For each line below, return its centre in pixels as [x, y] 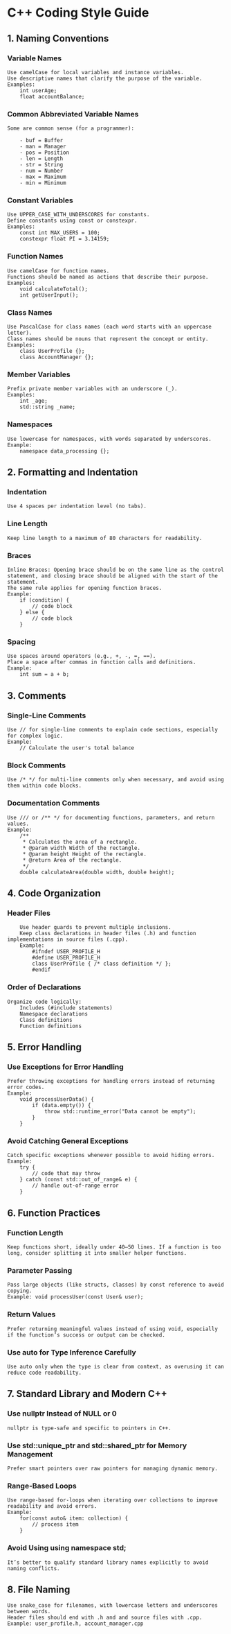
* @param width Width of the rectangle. [81, 848]
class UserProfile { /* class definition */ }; [102, 964]
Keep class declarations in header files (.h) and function [108, 934]
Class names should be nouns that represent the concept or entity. [108, 339]
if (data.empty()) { [62, 1106]
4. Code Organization [54, 893]
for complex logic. [35, 736]
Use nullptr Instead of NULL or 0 [62, 1414]
